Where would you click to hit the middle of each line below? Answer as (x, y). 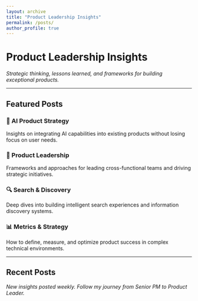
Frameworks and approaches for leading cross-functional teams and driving (99, 168)
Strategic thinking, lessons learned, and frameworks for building (85, 74)
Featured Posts (34, 104)
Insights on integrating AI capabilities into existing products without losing (96, 133)
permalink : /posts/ (30, 22)
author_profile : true (33, 28)
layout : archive (26, 12)
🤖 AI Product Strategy (38, 120)
